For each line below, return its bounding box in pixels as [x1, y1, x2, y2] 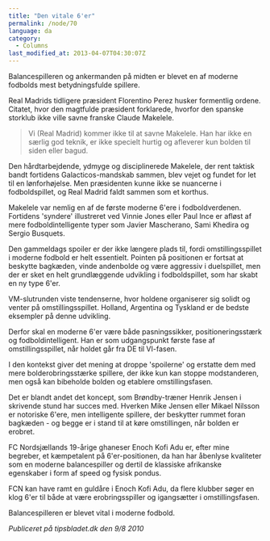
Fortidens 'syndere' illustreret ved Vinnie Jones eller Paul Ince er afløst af [8, 212, 252, 220]
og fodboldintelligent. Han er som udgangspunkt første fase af [8, 336, 216, 345]
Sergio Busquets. [8, 229, 66, 238]
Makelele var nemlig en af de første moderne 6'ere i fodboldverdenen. [8, 203, 242, 212]
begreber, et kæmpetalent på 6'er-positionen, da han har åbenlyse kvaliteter [8, 451, 262, 460]
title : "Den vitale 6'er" [8, 11, 95, 20]
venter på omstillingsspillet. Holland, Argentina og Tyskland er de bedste [8, 303, 250, 312]
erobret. [8, 427, 35, 436]
